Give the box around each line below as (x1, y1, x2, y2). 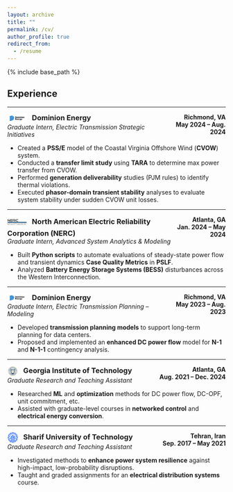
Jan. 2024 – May (177, 222, 226, 231)
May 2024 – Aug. (175, 120, 226, 129)
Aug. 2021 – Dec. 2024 (159, 372, 226, 382)
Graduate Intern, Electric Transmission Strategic (7, 122, 146, 131)
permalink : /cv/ (7, 26, 54, 33)
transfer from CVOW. (17, 165, 78, 174)
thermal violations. (17, 181, 71, 189)
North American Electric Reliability (31, 217, 151, 227)
